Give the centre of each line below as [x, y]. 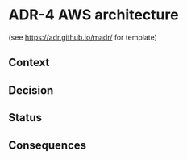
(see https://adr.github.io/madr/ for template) [83, 37]
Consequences [48, 145]
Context [29, 63]
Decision [31, 90]
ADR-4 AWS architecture [93, 15]
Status [25, 118]
